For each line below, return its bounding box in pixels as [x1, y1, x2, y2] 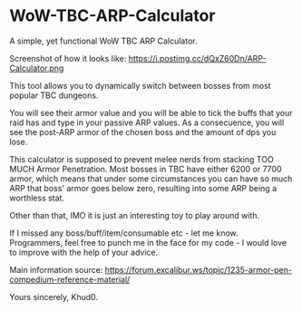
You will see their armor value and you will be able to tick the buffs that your [9, 107, 293, 118]
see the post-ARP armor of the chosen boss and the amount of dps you [9, 126, 277, 137]
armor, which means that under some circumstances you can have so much [9, 173, 293, 184]
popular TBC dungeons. [9, 90, 99, 101]
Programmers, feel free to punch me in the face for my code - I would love [9, 237, 287, 248]
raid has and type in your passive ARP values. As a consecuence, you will [9, 117, 285, 128]
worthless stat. [9, 192, 65, 203]
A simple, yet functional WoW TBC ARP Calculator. [9, 35, 198, 46]
